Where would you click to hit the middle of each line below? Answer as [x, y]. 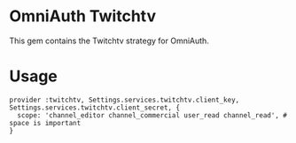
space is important [45, 123]
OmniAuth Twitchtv [83, 16]
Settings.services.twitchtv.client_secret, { [94, 108]
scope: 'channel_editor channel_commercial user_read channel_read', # [152, 115]
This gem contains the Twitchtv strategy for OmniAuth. [109, 41]
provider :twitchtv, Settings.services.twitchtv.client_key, [125, 100]
